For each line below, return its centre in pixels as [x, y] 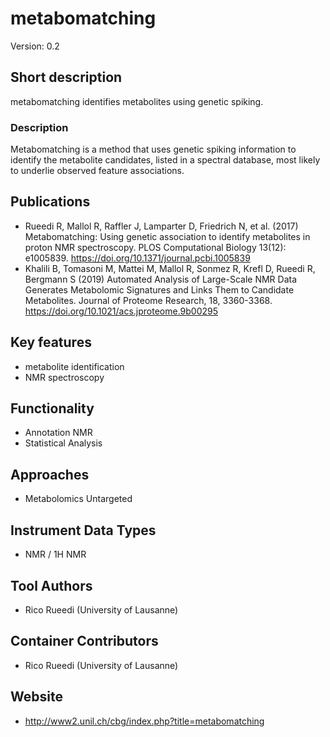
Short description [66, 77]
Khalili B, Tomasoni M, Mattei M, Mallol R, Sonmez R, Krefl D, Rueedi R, [170, 268]
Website [36, 697]
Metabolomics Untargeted [78, 499]
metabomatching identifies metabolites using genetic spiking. [137, 101]
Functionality [52, 408]
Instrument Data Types [83, 530]
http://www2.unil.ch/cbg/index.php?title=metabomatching [144, 721]
